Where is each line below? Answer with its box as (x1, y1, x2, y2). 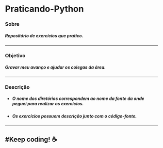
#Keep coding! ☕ (5, 135, 57, 144)
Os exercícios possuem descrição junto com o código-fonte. (12, 113, 137, 119)
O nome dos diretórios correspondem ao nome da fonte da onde (12, 96, 145, 101)
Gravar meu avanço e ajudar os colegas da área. (5, 64, 106, 70)
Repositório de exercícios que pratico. (5, 33, 83, 38)
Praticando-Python (5, 3, 84, 15)
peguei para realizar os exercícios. (12, 101, 84, 107)
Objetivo (5, 52, 26, 59)
